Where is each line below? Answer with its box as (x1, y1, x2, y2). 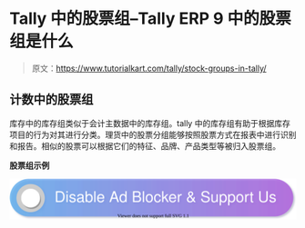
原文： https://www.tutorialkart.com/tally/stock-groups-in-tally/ (31, 63, 267, 74)
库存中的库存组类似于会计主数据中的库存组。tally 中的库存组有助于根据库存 (9, 117, 291, 128)
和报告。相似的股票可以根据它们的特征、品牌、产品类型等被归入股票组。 (9, 140, 280, 151)
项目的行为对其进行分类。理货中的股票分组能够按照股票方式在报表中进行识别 (9, 129, 297, 140)
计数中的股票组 (9, 92, 94, 107)
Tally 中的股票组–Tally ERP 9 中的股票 (9, 8, 291, 29)
